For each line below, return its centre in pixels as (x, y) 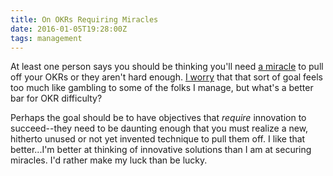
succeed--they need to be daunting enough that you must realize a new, (159, 128)
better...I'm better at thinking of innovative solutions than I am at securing (161, 150)
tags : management (46, 38)
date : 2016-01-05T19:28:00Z (69, 29)
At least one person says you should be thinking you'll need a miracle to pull (167, 67)
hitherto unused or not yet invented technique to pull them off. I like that (158, 139)
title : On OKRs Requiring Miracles (84, 19)
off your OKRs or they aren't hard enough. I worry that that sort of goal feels (166, 77)
